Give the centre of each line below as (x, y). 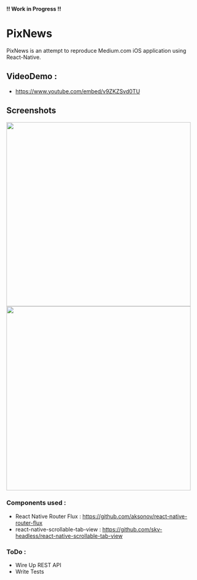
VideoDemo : (32, 76)
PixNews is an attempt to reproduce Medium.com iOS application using (96, 50)
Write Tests (29, 572)
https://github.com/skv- (132, 529)
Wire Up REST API (38, 565)
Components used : (36, 503)
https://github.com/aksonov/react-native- (135, 516)
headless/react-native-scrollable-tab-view (69, 536)
